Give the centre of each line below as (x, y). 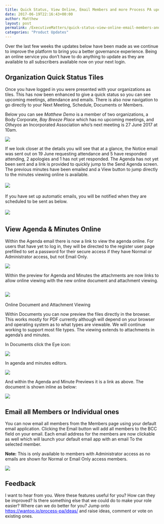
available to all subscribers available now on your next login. (65, 62)
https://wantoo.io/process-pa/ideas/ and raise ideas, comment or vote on (79, 511)
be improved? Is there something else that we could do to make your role (78, 501)
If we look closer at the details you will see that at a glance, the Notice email (81, 148)
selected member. (23, 444)
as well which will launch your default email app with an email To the (74, 439)
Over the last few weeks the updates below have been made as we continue (82, 46)
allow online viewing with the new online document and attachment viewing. (82, 280)
